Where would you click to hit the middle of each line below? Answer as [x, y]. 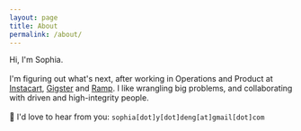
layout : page [34, 17]
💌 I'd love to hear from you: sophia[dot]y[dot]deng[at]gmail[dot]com [137, 117]
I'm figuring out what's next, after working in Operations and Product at [141, 79]
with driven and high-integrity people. [80, 98]
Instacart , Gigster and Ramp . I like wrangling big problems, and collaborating [151, 88]
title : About [34, 26]
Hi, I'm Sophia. [36, 60]
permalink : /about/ [46, 34]
